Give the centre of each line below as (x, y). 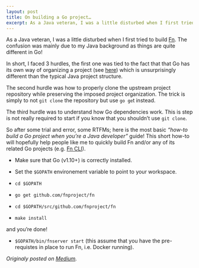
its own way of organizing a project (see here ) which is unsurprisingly (91, 70)
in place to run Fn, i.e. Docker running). (86, 247)
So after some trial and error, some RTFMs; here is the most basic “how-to (97, 130)
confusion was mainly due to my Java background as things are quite (91, 46)
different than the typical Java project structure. (65, 76)
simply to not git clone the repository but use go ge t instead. (81, 100)
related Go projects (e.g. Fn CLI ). (46, 149)
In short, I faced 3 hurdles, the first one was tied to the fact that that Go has (98, 64)
